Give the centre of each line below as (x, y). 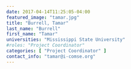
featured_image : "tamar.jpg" (43, 17)
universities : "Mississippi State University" (66, 40)
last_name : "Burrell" (34, 28)
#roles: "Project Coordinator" (46, 46)
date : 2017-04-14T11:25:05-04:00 (48, 12)
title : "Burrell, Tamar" (37, 23)
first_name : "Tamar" (32, 34)
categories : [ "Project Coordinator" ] (56, 51)
